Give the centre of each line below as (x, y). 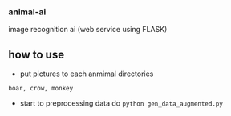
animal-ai (27, 12)
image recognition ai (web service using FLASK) (88, 30)
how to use (36, 54)
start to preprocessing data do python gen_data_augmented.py (121, 103)
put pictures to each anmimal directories (87, 74)
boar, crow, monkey (41, 89)
